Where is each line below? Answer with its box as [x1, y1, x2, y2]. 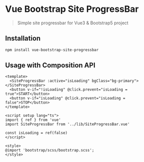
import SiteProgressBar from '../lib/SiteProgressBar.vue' [5, 122, 130, 127]
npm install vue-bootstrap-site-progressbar [5, 47, 99, 53]
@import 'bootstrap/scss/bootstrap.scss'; [5, 148, 94, 153]
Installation [5, 34, 41, 43]
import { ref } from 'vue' [5, 117, 61, 122]
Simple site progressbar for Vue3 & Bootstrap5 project [17, 20, 129, 26]
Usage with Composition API [5, 61, 96, 70]
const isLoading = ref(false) [5, 130, 68, 136]
